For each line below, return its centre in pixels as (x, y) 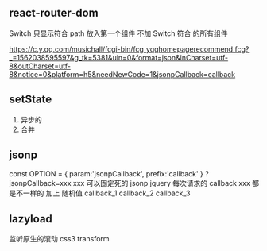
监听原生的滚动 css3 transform (59, 239)
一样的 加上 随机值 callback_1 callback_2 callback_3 (106, 193)
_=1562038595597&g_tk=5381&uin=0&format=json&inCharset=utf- (119, 57)
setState (31, 100)
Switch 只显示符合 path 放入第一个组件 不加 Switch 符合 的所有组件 (119, 33)
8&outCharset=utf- (40, 66)
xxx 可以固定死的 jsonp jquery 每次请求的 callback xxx (162, 183)
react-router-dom (54, 13)
